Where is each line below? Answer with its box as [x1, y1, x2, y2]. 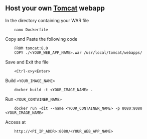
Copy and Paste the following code [5, 36, 78, 42]
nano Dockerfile [14, 27, 49, 32]
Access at [5, 119, 26, 125]
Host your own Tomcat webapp [5, 4, 105, 13]
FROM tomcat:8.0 [14, 45, 49, 51]
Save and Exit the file [5, 59, 49, 65]
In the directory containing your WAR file [5, 17, 89, 23]
